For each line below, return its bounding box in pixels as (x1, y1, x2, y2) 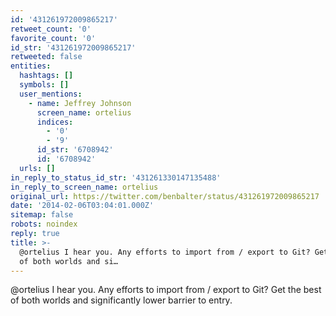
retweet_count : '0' (10, 24, 92, 34)
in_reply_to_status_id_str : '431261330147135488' (10, 172, 222, 183)
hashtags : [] (19, 71, 74, 81)
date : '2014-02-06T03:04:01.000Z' (10, 201, 155, 211)
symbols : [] (19, 80, 70, 90)
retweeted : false (10, 52, 83, 62)
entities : (10, 61, 52, 71)
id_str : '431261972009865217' (10, 42, 137, 53)
